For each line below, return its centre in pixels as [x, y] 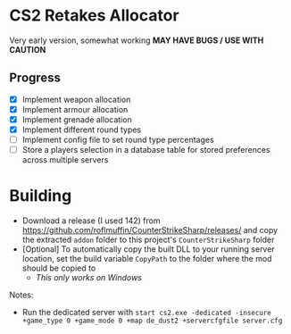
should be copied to [59, 268]
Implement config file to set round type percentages [118, 140]
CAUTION [28, 49]
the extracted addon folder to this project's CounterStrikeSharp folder [148, 240]
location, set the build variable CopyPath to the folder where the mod [147, 259]
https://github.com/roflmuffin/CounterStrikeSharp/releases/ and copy [150, 230]
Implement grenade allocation [77, 119]
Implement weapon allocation [76, 99]
